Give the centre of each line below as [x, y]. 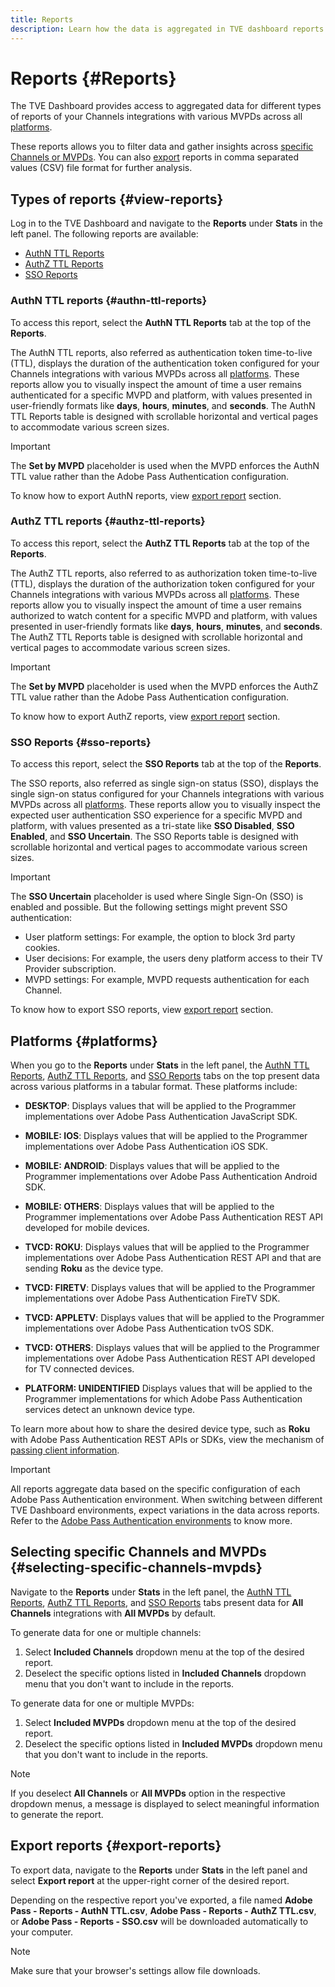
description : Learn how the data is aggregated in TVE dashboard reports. [169, 29]
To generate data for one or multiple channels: [106, 1632]
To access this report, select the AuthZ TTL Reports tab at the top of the [160, 543]
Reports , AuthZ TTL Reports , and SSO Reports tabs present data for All [157, 1602]
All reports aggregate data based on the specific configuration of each [155, 1488]
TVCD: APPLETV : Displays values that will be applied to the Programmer [174, 1317]
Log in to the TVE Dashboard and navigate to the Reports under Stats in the [166, 223]
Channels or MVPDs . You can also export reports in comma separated [154, 157]
